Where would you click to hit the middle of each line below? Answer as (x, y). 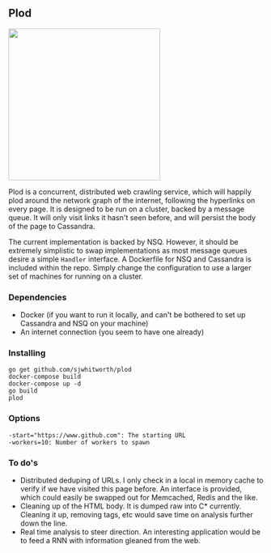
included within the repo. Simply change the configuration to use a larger (130, 267)
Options (24, 419)
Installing (27, 353)
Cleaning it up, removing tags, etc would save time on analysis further (136, 515)
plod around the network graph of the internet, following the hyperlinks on (132, 200)
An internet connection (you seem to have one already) (112, 332)
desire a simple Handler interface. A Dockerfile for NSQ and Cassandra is (130, 259)
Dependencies (38, 297)
